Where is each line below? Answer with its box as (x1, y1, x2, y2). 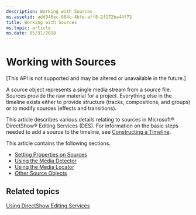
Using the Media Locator (14, 164, 74, 171)
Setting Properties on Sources (14, 151, 88, 158)
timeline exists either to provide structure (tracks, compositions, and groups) (6, 99, 191, 106)
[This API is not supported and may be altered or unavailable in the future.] (6, 75, 186, 82)
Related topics (6, 186, 60, 196)
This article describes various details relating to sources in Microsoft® (6, 116, 174, 123)
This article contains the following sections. (6, 140, 111, 147)
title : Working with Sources (6, 19, 77, 25)
